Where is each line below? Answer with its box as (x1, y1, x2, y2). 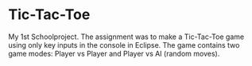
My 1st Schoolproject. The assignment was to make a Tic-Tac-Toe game (8, 32, 245, 41)
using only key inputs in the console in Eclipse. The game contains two (8, 40, 240, 49)
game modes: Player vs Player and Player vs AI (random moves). (8, 49, 220, 58)
